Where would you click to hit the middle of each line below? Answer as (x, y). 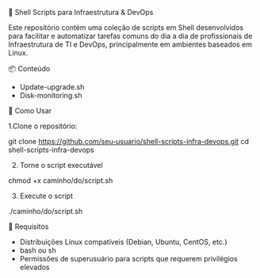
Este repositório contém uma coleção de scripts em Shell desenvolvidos (126, 27)
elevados (34, 267)
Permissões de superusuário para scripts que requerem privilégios (128, 259)
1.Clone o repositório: (43, 126)
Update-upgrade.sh (52, 87)
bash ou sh (38, 250)
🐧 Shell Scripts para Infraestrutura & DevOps (81, 12)
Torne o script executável (61, 165)
